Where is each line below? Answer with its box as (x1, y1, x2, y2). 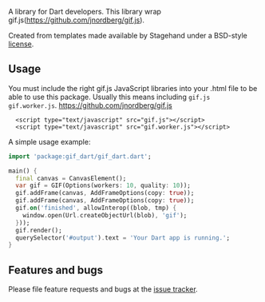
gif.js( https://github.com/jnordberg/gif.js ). (8, 15, 145, 25)
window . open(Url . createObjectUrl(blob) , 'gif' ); (22, 211, 188, 219)
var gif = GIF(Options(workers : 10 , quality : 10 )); (15, 181, 192, 190)
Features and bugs (8, 263, 104, 276)
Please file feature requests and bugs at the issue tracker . (8, 284, 198, 294)
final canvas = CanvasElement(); (15, 174, 127, 182)
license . (8, 39, 34, 49)
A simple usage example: (8, 137, 91, 146)
